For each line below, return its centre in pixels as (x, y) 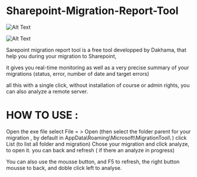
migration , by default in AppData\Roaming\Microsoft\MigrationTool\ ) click (96, 138)
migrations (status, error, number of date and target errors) (78, 74)
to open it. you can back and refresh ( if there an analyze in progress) (91, 150)
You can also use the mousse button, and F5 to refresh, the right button (93, 161)
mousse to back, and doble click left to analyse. (64, 168)
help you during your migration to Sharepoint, (61, 56)
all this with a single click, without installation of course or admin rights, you (98, 85)
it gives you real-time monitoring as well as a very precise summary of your (98, 67)
